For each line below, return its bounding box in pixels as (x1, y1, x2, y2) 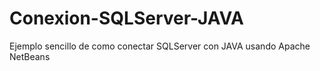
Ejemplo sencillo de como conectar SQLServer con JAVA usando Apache (9, 40, 311, 52)
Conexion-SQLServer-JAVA (9, 7, 245, 30)
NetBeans (9, 50, 51, 62)
